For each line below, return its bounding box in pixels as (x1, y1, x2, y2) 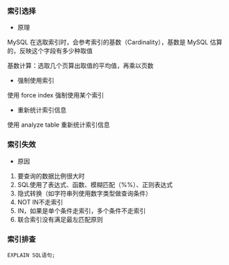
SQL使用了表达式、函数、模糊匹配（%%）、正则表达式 (17, 180, 173, 188)
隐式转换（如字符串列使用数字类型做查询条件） (17, 189, 152, 198)
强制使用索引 (17, 77, 54, 85)
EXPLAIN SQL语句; (7, 252, 56, 259)
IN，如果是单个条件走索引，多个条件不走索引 (17, 207, 146, 215)
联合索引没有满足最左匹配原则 (17, 215, 103, 223)
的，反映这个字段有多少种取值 (7, 47, 93, 55)
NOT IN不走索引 (17, 198, 63, 206)
